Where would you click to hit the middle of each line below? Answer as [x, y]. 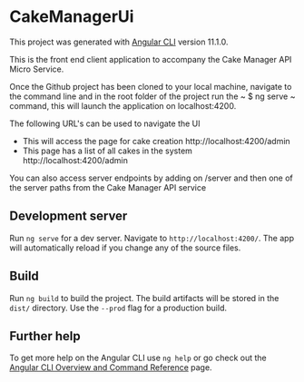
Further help [45, 336]
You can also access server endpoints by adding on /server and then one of [151, 178]
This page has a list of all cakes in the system [108, 151]
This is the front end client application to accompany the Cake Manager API [151, 59]
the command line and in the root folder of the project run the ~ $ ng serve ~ [152, 96]
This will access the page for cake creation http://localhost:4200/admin [156, 141]
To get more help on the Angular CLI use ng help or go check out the [138, 358]
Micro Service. [37, 69]
